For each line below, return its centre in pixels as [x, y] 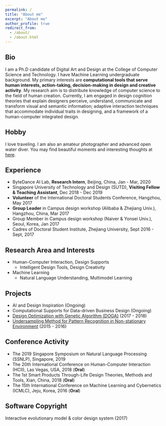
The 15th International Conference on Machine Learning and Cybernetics [87, 385]
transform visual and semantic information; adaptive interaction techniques [82, 106]
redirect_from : [21, 28]
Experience [23, 170]
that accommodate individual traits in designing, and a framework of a [77, 111]
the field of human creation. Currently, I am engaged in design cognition [79, 95]
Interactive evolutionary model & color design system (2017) [66, 418]
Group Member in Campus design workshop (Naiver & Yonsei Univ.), [82, 219]
